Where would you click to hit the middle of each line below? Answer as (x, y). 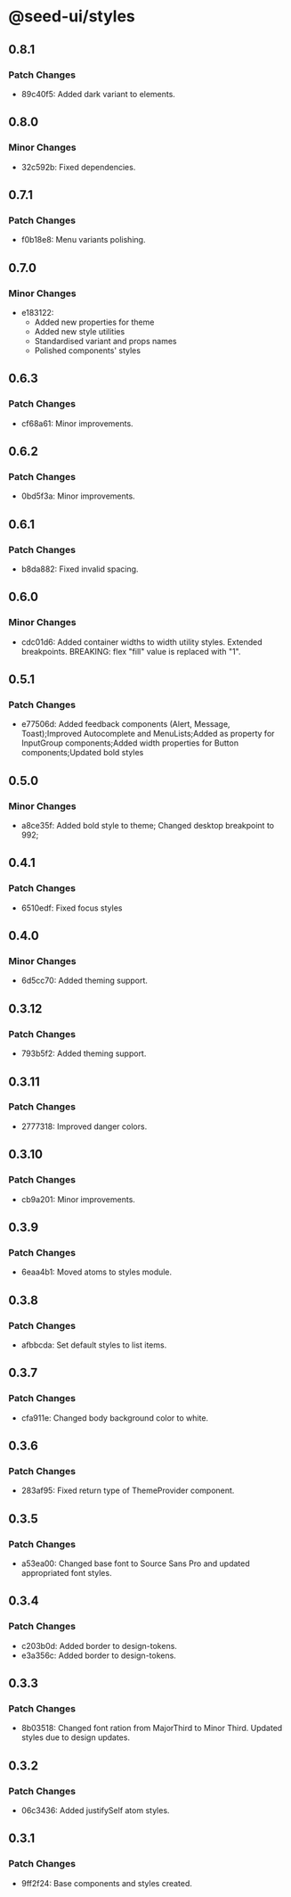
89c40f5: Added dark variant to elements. (98, 94)
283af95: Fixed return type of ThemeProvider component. (128, 1490)
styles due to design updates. (76, 1737)
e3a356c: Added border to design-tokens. (99, 1655)
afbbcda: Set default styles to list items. (94, 1345)
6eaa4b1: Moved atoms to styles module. (97, 1272)
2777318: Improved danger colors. (84, 1126)
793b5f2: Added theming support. (84, 1053)
